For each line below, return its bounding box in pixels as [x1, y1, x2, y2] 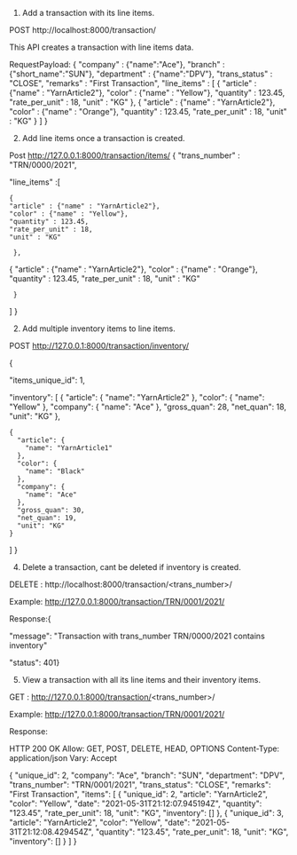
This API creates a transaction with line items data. [9, 42, 194, 52]
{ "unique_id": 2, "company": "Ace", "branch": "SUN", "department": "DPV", [9, 770, 285, 780]
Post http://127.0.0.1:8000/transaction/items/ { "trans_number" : [9, 150, 241, 161]
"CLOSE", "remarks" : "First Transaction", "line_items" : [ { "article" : [9, 78, 257, 88]
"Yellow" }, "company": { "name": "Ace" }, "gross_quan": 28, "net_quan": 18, [9, 401, 286, 412]
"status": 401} [9, 657, 60, 668]
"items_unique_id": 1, [9, 375, 86, 385]
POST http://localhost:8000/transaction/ [9, 25, 157, 35]
